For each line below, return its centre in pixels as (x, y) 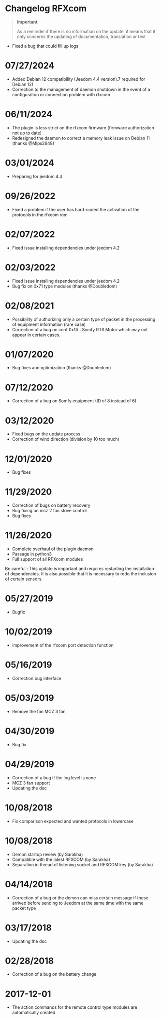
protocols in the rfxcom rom (40, 215)
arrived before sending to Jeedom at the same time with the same (78, 903)
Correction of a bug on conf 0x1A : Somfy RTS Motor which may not (80, 329)
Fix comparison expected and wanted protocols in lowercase (73, 821)
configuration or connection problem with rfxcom (61, 94)
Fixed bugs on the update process (46, 434)
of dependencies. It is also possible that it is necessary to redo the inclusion (80, 574)
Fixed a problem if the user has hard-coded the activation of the (76, 209)
